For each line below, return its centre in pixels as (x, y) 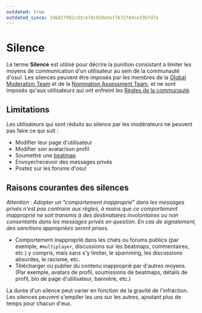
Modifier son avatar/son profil (52, 149)
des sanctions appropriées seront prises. (58, 228)
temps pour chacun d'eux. (39, 304)
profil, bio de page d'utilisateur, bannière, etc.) (73, 279)
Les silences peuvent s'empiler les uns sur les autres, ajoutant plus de (94, 297)
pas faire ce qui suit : (32, 131)
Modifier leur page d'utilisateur (54, 142)
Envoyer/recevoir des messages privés (63, 162)
